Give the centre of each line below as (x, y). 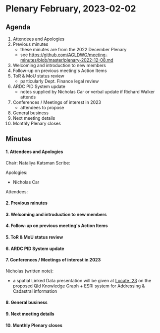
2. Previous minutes (27, 203)
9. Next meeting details (30, 314)
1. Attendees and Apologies (34, 152)
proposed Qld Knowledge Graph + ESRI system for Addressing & (79, 286)
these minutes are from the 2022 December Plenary (73, 49)
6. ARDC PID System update (35, 249)
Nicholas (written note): (30, 271)
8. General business (27, 302)
